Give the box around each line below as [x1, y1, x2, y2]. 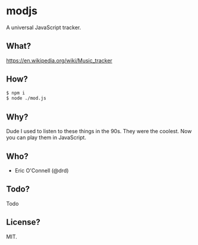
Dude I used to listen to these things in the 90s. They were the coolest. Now [6, 128, 192, 135]
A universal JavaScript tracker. [6, 24, 81, 31]
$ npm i [6, 90, 26, 96]
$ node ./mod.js [6, 95, 46, 102]
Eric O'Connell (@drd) [14, 167, 69, 174]
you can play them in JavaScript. [6, 134, 86, 141]
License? [6, 217, 40, 227]
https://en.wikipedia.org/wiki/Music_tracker [6, 56, 113, 64]
